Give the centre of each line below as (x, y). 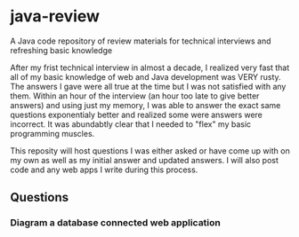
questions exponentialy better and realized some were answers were (137, 115)
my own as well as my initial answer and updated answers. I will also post (145, 160)
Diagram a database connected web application (116, 223)
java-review (55, 16)
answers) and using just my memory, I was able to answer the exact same (145, 105)
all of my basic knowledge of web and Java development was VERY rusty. (145, 76)
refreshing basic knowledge (61, 50)
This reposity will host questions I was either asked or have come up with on (150, 150)
